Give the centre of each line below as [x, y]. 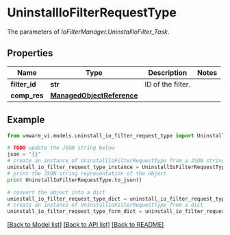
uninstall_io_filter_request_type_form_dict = [75, 212]
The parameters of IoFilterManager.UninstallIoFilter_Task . [88, 32]
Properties [30, 53]
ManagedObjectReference [94, 96]
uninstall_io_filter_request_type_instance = [73, 167]
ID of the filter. [168, 84]
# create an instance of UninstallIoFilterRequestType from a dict [105, 205]
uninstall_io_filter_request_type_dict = [67, 199]
